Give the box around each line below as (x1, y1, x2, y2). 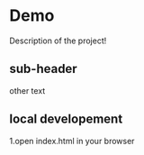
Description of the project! (9, 35, 107, 46)
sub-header (9, 61, 78, 77)
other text (9, 85, 46, 96)
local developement (9, 112, 123, 127)
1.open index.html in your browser (9, 135, 135, 146)
